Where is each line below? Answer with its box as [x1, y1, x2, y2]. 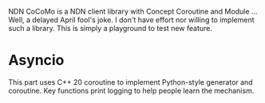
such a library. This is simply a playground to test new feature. [8, 24, 213, 32]
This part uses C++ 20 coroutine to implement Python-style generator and [8, 77, 253, 86]
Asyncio [8, 51, 65, 70]
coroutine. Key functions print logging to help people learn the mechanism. [8, 86, 255, 95]
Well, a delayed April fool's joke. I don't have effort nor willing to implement [8, 15, 255, 25]
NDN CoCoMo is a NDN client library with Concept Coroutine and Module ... [8, 7, 258, 16]
